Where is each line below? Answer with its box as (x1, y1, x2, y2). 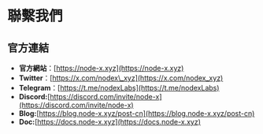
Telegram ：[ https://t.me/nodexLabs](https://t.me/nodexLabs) (18, 84, 220, 92)
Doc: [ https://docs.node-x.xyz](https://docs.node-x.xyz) (18, 117, 202, 126)
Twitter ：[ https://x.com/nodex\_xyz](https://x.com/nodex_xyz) (18, 73, 224, 83)
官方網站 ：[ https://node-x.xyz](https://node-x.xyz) (18, 64, 184, 73)
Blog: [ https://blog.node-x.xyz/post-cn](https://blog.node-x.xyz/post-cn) (18, 109, 255, 118)
